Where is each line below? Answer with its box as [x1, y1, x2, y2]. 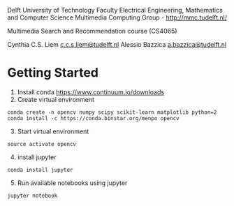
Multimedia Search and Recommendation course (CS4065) [7, 27, 177, 35]
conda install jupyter [7, 166, 73, 173]
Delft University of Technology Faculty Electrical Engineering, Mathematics [7, 6, 224, 14]
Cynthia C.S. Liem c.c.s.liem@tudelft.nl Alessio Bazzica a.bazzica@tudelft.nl [7, 41, 227, 48]
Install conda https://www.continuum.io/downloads [17, 87, 165, 96]
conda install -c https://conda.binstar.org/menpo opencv [7, 115, 180, 122]
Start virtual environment [17, 127, 89, 135]
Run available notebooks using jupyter [17, 178, 128, 187]
